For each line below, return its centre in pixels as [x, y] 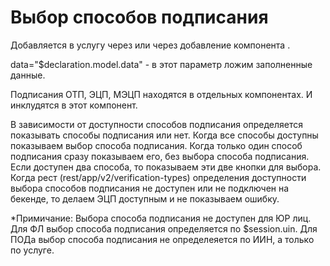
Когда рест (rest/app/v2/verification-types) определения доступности [158, 177]
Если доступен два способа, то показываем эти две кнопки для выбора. [166, 167]
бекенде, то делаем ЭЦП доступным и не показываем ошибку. [145, 198]
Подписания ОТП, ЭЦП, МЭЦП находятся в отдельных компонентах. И [161, 94]
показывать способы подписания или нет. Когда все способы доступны [164, 135]
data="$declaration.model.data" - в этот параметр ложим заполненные [161, 64]
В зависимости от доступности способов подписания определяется [156, 124]
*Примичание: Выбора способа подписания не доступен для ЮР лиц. [161, 218]
